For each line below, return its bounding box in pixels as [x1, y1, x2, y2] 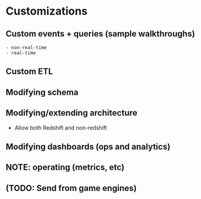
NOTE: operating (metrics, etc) [5, 162, 125, 173]
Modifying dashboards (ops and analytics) [5, 141, 171, 152]
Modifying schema [5, 87, 79, 97]
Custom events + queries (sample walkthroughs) [5, 29, 196, 39]
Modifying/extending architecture [5, 108, 138, 118]
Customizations [5, 4, 88, 18]
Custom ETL [5, 66, 53, 77]
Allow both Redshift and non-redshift [14, 124, 107, 131]
